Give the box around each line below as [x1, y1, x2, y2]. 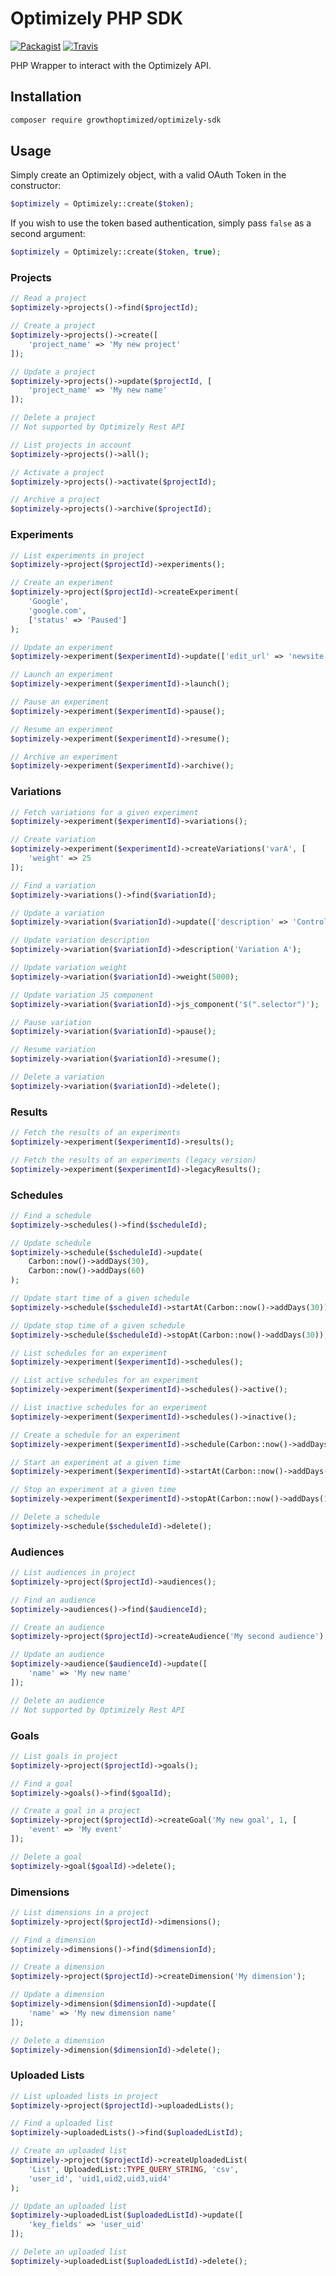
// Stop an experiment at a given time [10, 1485, 177, 1495]
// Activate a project [10, 467, 105, 477]
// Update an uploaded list [10, 2201, 128, 2211]
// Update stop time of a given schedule [10, 1320, 186, 1331]
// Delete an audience [10, 1695, 105, 1706]
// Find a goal [10, 1778, 74, 1789]
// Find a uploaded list [10, 2118, 114, 2129]
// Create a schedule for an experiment [10, 1430, 182, 1440]
